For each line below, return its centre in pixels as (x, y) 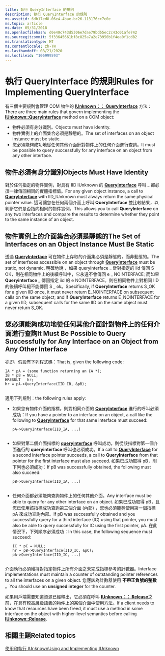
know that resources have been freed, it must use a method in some (74, 608)
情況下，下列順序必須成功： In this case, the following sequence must (82, 531)
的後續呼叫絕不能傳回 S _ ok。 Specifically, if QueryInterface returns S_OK (80, 286)
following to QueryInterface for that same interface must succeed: (80, 420)
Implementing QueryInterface (67, 92)
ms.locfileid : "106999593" (33, 55)
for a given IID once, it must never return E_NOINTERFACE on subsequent (80, 292)
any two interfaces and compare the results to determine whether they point (82, 214)
